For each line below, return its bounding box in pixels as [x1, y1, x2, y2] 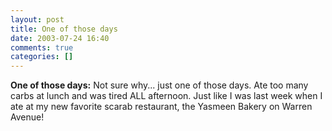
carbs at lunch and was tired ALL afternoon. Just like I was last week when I [10, 90, 323, 102]
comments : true [10, 42, 74, 53]
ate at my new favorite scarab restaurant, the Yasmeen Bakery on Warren [10, 101, 313, 113]
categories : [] [10, 52, 74, 62]
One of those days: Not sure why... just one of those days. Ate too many [10, 79, 309, 91]
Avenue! [10, 111, 45, 123]
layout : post [10, 14, 65, 25]
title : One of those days [10, 24, 118, 34]
